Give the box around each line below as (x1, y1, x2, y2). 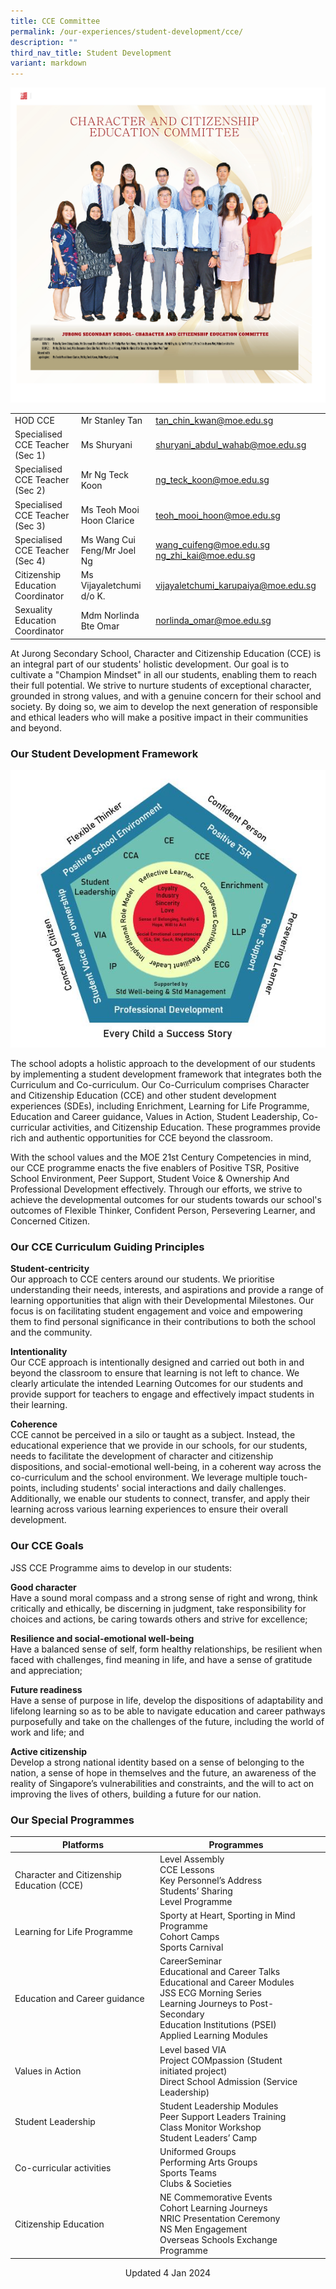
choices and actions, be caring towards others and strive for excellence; (10, 1613, 308, 1625)
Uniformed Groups (159, 2146, 237, 2158)
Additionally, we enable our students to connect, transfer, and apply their (10, 1493, 311, 1505)
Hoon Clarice (80, 515, 135, 527)
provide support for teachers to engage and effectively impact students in (10, 1388, 315, 1400)
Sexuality (14, 604, 53, 616)
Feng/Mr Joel (80, 544, 137, 556)
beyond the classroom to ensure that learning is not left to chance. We (10, 1367, 300, 1379)
